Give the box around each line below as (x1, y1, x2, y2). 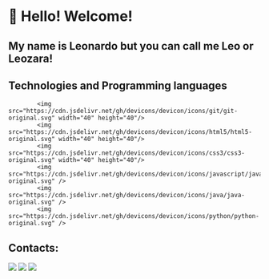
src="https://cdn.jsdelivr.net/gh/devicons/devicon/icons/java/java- (8, 192, 246, 200)
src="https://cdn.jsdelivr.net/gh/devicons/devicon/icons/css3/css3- (8, 149, 246, 157)
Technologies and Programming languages (8, 79, 228, 92)
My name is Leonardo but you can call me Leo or (8, 39, 254, 53)
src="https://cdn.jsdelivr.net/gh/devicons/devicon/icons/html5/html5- (8, 128, 252, 136)
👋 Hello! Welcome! (8, 7, 134, 26)
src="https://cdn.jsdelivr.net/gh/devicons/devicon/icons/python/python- (8, 212, 260, 220)
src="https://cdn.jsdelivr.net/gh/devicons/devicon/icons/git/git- (8, 107, 239, 115)
